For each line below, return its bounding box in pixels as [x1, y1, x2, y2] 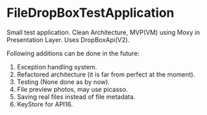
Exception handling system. [16, 62, 97, 71]
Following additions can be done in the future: [6, 49, 140, 57]
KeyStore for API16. [16, 100, 73, 108]
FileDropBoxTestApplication [6, 5, 175, 21]
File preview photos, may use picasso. [16, 85, 128, 93]
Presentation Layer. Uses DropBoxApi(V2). [6, 35, 130, 43]
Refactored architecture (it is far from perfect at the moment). [16, 70, 195, 79]
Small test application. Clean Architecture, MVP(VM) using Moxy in [6, 28, 201, 36]
